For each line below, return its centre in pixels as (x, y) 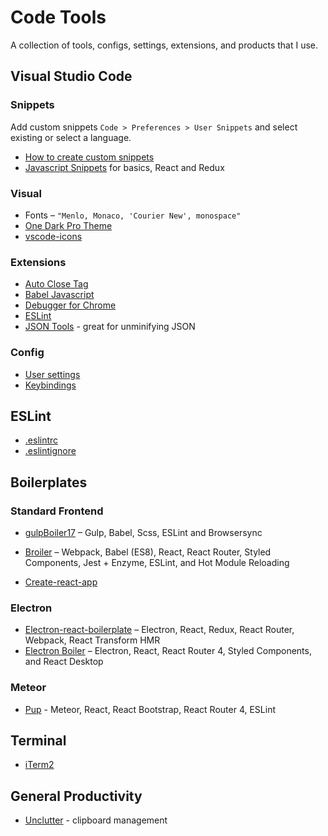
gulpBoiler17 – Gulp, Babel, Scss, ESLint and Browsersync (143, 533)
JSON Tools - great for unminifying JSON (110, 327)
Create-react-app (61, 582)
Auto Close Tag (56, 284)
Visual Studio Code (71, 76)
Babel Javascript (59, 295)
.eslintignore (50, 451)
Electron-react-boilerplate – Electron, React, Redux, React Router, (159, 630)
